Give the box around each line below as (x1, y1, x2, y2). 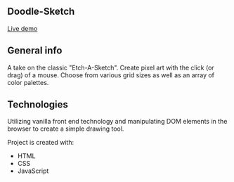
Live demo (7, 24, 38, 32)
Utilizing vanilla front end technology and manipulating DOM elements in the (7, 117, 228, 126)
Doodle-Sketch (7, 6, 75, 18)
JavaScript (17, 167, 49, 175)
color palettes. (7, 78, 49, 86)
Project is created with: (7, 138, 74, 147)
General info (7, 45, 63, 57)
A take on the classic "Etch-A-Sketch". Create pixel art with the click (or (7, 63, 214, 72)
